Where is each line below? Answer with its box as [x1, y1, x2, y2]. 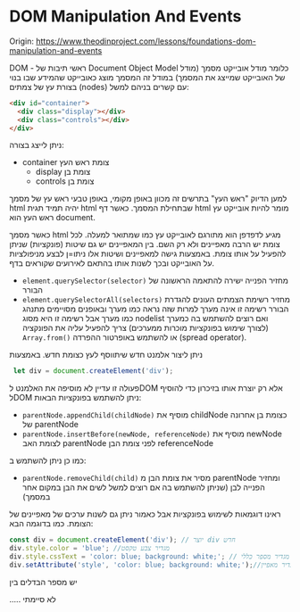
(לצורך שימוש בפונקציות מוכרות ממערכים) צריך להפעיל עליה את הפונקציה [21, 323, 270, 334]
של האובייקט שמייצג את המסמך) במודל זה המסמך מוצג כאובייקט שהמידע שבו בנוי [9, 71, 286, 82]
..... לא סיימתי [9, 593, 56, 604]
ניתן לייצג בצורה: [9, 140, 64, 151]
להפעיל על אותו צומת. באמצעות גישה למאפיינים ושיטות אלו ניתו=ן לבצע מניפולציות [9, 248, 287, 260]
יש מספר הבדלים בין [9, 576, 78, 587]
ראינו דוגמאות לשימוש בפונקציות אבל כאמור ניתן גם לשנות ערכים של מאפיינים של [9, 509, 281, 519]
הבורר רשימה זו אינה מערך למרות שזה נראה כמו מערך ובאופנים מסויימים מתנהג [21, 303, 289, 314]
